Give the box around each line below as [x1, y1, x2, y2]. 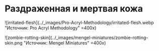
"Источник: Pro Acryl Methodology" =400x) [5, 24, 97, 30]
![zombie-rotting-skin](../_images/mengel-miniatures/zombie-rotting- [5, 34, 148, 40]
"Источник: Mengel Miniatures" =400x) [24, 39, 106, 45]
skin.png [5, 39, 23, 45]
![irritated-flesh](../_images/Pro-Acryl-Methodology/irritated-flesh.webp [5, 19, 154, 25]
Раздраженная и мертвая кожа [5, 3, 143, 14]
